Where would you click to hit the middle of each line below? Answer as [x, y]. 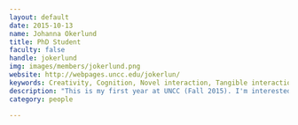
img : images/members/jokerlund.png [75, 67]
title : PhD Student [45, 42]
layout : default [39, 17]
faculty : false [37, 50]
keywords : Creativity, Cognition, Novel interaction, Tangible [129, 83]
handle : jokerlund [43, 58]
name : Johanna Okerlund [53, 33]
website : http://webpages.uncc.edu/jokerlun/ [94, 75]
